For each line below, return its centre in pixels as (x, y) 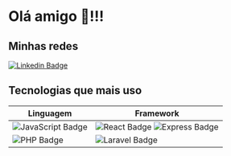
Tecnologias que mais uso (75, 90)
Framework (157, 113)
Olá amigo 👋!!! (56, 16)
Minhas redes (43, 46)
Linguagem (50, 113)
